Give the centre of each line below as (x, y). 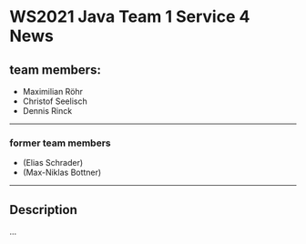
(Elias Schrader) (53, 163)
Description (43, 210)
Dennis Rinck (47, 111)
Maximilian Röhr (53, 91)
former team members (60, 143)
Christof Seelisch (55, 101)
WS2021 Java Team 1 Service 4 (130, 17)
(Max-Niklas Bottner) (62, 173)
